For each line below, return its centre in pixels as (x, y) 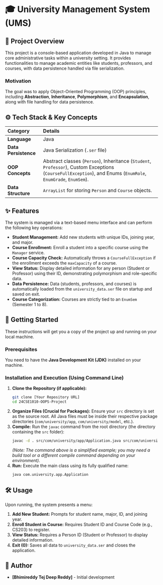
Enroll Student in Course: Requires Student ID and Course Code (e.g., (82, 524)
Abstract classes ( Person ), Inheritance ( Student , (97, 161)
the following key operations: (34, 228)
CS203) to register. (31, 529)
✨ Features (22, 211)
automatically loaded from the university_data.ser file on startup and (82, 289)
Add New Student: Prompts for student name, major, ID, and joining (80, 514)
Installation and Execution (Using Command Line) (64, 377)
